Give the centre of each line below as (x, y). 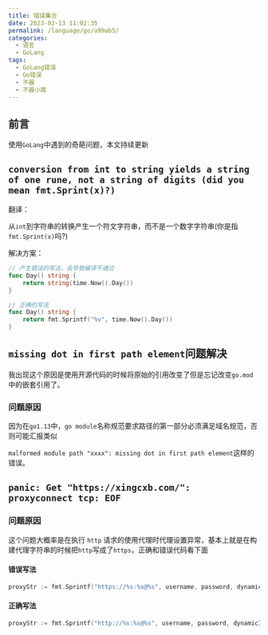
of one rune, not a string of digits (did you (126, 180)
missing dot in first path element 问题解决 (118, 354)
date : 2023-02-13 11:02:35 (53, 23)
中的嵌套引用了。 (36, 384)
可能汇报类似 (36, 436)
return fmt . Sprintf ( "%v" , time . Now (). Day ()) (98, 319)
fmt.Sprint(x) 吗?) (38, 236)
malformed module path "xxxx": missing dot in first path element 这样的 (132, 453)
